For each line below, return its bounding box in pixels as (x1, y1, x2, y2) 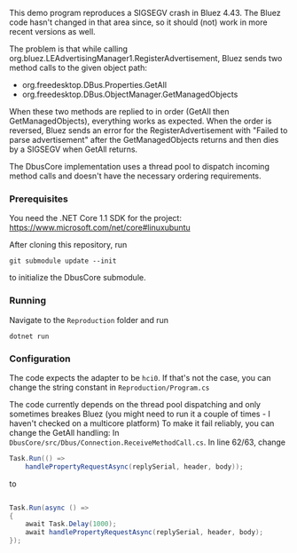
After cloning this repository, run (9, 240, 128, 250)
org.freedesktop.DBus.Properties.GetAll (21, 80, 167, 90)
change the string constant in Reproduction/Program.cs (9, 382, 210, 392)
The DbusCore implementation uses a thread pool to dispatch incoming (9, 162, 270, 171)
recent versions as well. (9, 27, 96, 36)
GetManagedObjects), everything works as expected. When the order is (9, 115, 272, 126)
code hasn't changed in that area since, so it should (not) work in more (9, 17, 268, 28)
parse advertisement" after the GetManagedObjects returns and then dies (9, 135, 279, 145)
